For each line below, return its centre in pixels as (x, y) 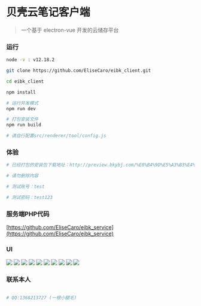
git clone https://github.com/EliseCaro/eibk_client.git (79, 71)
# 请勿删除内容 (22, 176)
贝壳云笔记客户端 (48, 12)
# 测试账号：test (25, 187)
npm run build (24, 125)
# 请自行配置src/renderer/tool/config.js (56, 136)
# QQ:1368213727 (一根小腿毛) (42, 298)
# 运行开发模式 (22, 103)
